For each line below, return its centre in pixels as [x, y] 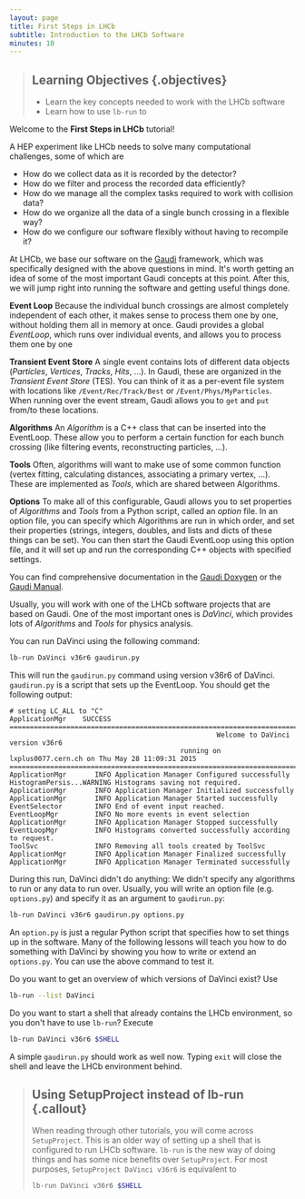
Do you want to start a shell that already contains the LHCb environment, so [151, 1013]
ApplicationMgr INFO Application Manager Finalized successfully [148, 854]
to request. [32, 838]
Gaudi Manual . [36, 587]
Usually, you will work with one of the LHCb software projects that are [140, 604]
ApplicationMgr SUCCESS [60, 718]
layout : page [34, 18]
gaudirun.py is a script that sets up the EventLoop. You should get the [140, 684]
